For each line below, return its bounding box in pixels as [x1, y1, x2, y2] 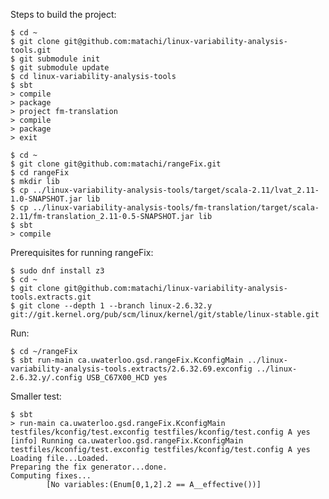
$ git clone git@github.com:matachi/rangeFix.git [10, 159, 222, 169]
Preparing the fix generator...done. [10, 462, 168, 472]
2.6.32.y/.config [10, 373, 83, 383]
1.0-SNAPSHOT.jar [10, 194, 83, 204]
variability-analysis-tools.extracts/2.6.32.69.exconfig [10, 364, 253, 374]
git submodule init [19, 54, 101, 64]
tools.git [10, 45, 52, 55]
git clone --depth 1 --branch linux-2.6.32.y [19, 301, 213, 311]
